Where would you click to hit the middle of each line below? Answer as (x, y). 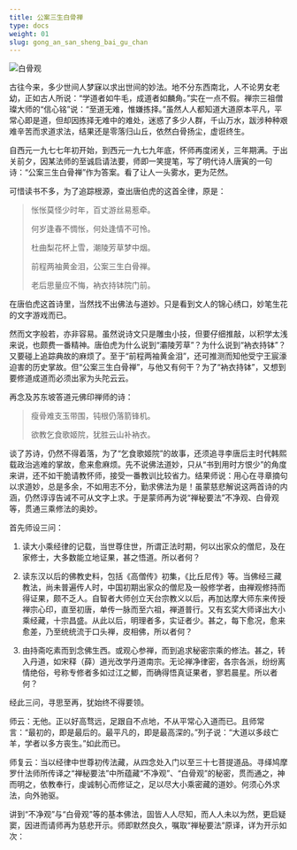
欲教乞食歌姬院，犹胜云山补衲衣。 (93, 435)
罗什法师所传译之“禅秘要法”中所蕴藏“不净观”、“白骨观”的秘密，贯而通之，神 (147, 773)
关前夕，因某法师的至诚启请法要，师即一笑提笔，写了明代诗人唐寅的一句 (141, 161)
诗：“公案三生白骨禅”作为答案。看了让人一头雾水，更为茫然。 (121, 173)
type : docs (29, 26)
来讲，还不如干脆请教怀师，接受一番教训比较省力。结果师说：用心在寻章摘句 (148, 475)
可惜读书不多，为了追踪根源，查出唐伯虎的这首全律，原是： (118, 191)
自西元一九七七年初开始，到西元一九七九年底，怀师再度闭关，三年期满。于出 (148, 151)
